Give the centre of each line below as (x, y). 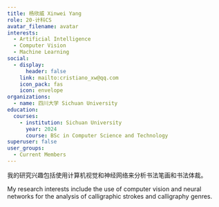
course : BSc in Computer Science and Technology (97, 135)
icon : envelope (41, 90)
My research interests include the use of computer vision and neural (104, 189)
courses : (26, 116)
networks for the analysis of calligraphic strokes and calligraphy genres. (110, 196)
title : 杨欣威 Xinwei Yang (44, 13)
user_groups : (26, 148)
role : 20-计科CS (29, 20)
